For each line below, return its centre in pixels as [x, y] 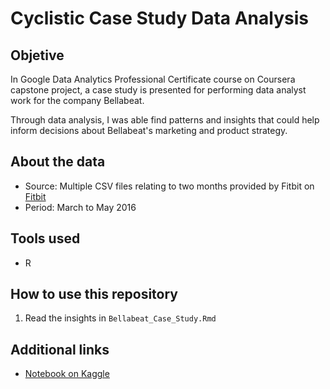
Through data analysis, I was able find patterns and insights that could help [165, 120]
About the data [58, 162]
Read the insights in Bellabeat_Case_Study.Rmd [120, 318]
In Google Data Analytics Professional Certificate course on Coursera [153, 79]
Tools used [45, 238]
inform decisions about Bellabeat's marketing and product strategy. [149, 130]
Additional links [60, 349]
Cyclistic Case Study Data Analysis [159, 18]
